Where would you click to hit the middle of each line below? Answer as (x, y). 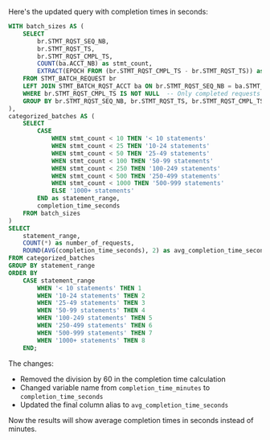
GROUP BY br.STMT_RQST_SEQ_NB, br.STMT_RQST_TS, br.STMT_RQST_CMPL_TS (143, 101)
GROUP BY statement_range (51, 265)
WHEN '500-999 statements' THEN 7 (95, 333)
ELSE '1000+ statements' (93, 191)
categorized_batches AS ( (51, 116)
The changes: (31, 363)
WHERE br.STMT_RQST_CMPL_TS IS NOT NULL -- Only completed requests (142, 93)
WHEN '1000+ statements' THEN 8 (92, 340)
